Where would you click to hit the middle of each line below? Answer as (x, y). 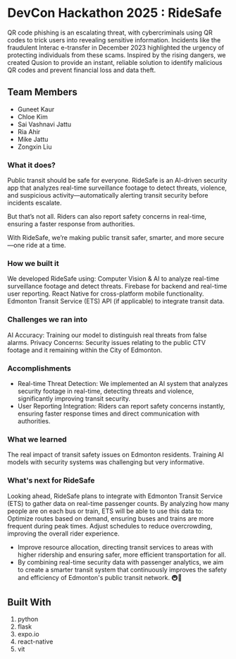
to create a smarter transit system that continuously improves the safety (122, 569)
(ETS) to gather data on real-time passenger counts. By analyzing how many (118, 503)
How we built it (33, 263)
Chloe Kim (32, 116)
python (28, 619)
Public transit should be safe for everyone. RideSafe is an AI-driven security (117, 181)
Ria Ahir (29, 131)
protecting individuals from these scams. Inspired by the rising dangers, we (117, 55)
